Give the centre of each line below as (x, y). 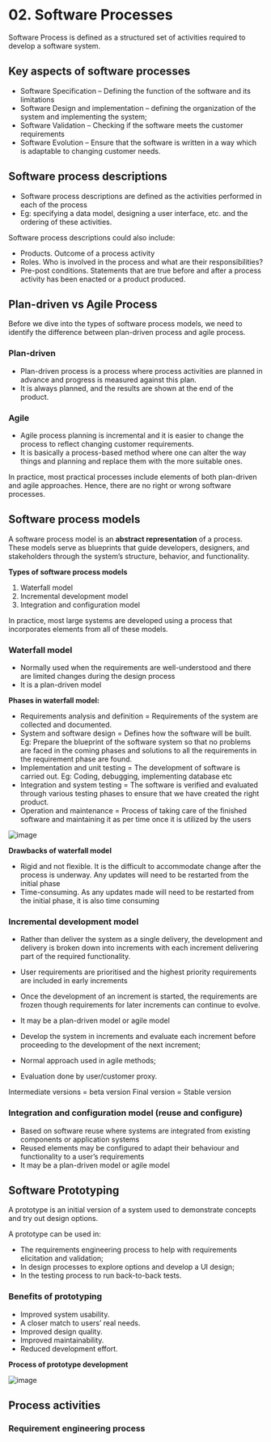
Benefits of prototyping (55, 1296)
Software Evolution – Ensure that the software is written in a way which (138, 142)
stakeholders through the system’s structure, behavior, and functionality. (129, 556)
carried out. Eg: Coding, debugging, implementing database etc (126, 776)
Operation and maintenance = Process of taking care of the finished (133, 811)
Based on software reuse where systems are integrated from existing (135, 1130)
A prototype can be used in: (55, 1234)
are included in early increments (74, 981)
